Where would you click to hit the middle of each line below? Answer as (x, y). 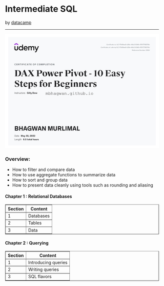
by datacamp (18, 22)
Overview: (18, 159)
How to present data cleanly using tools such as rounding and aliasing (82, 185)
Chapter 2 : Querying (27, 243)
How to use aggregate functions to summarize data (64, 175)
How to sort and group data (40, 180)
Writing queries (44, 269)
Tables (35, 223)
